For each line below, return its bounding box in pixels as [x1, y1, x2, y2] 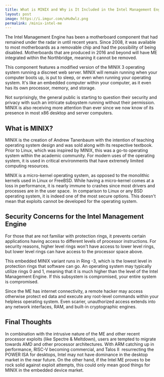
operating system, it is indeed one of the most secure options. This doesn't [5, 193, 156, 199]
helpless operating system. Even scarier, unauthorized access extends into [5, 298, 156, 304]
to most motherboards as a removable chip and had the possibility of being [5, 44, 156, 50]
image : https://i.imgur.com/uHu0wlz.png [5, 16, 89, 21]
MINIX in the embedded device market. [5, 367, 84, 373]
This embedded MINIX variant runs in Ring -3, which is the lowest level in [5, 258, 152, 264]
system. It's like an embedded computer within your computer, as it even [5, 80, 151, 86]
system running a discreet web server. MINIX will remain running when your [5, 69, 158, 76]
